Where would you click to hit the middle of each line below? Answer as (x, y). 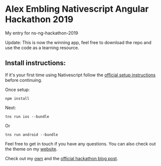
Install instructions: (36, 63)
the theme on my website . (31, 149)
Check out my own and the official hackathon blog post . (62, 158)
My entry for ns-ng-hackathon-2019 (42, 33)
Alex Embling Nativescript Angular (77, 9)
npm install (17, 98)
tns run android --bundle (31, 135)
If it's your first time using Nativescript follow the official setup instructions (80, 75)
